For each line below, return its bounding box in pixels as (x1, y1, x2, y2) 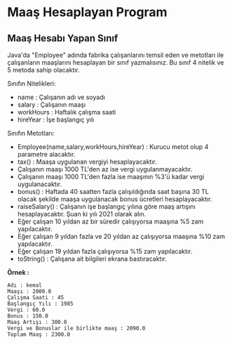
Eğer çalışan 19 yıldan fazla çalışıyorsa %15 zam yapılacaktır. (17, 247, 193, 255)
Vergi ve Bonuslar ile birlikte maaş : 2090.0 (7, 325, 146, 332)
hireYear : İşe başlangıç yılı (17, 115, 95, 124)
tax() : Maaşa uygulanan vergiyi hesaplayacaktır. (17, 157, 157, 166)
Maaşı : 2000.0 (7, 288, 52, 295)
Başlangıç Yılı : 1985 (7, 300, 74, 307)
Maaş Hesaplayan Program (7, 4, 168, 20)
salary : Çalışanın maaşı (17, 100, 86, 109)
